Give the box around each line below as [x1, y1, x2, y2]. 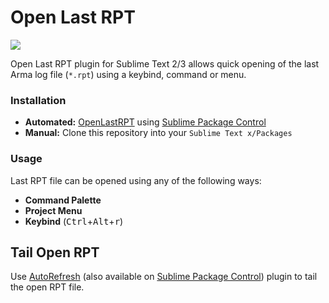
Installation [10, 93, 67, 107]
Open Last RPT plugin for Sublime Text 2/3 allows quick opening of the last [10, 57, 320, 70]
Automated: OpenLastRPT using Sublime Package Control [24, 116, 267, 128]
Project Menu [24, 204, 83, 216]
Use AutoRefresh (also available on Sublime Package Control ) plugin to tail [10, 271, 318, 283]
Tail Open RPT [10, 244, 100, 261]
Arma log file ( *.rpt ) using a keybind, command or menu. [10, 68, 247, 80]
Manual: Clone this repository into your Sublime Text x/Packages [24, 127, 293, 139]
